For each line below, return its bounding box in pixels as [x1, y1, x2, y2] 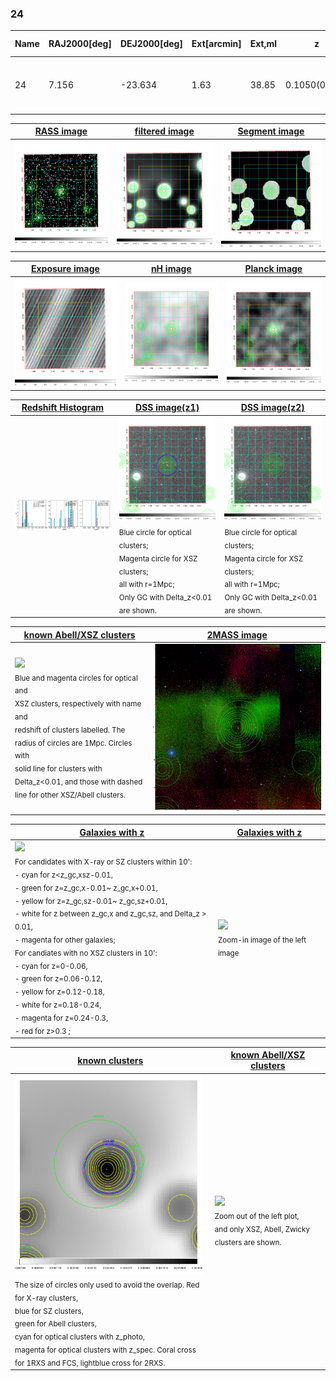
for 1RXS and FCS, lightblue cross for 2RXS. [14, 1358, 166, 1368]
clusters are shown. [214, 1237, 282, 1247]
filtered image [134, 125, 195, 137]
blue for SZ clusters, [14, 1306, 84, 1316]
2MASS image [206, 628, 268, 641]
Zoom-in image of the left [218, 935, 307, 945]
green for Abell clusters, [14, 1319, 97, 1329]
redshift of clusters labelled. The [14, 725, 126, 735]
